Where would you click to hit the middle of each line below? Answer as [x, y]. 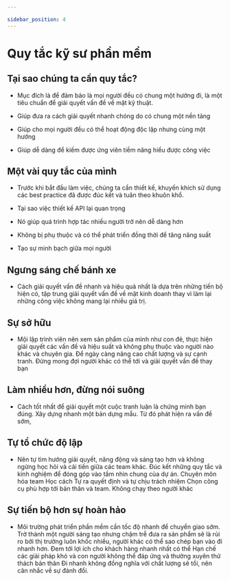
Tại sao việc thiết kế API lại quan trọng [71, 208]
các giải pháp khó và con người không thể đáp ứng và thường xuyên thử [119, 556]
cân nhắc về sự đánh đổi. [53, 570]
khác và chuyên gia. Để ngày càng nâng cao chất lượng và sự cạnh [112, 354]
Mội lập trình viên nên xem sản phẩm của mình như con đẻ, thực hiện [115, 339]
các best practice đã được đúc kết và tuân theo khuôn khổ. [100, 195]
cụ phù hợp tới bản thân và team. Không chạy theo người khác [105, 488]
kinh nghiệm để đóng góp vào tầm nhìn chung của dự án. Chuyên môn [117, 474]
